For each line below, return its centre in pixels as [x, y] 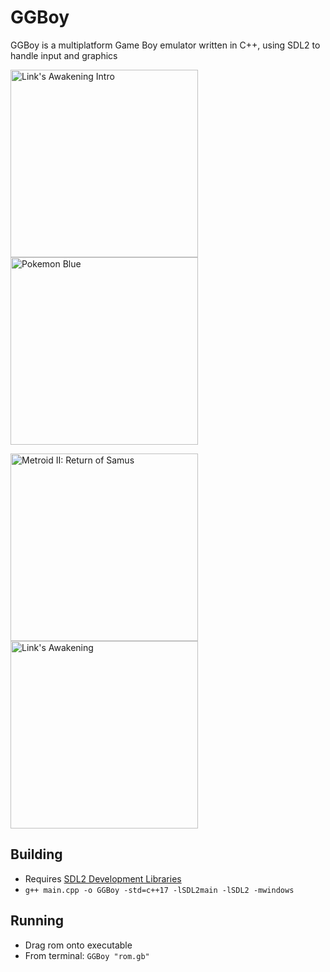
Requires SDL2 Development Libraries [103, 878]
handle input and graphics [64, 55]
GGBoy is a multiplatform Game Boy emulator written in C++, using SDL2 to [165, 45]
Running [37, 921]
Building [36, 854]
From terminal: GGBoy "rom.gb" [87, 955]
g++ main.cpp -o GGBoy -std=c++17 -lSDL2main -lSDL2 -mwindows [159, 890]
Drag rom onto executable [78, 945]
